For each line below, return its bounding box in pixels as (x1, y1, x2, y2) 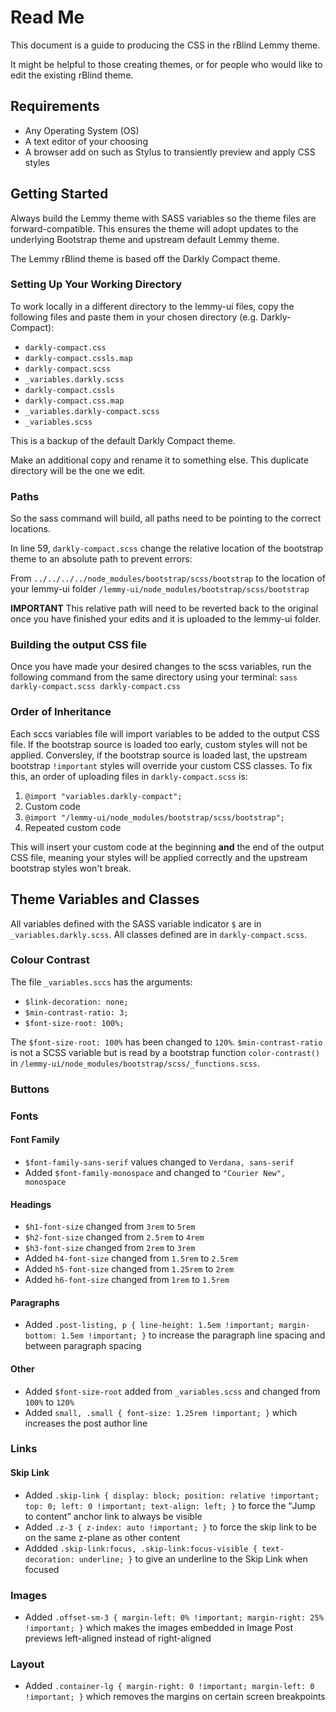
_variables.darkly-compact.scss (24, 406, 160, 416)
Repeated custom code (24, 821, 122, 833)
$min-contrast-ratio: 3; (24, 1007, 129, 1018)
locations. (10, 523, 51, 535)
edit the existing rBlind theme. (10, 69, 134, 81)
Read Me (10, 6, 85, 29)
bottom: (24, 1331, 57, 1341)
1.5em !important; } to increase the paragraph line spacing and (61, 1329, 326, 1341)
